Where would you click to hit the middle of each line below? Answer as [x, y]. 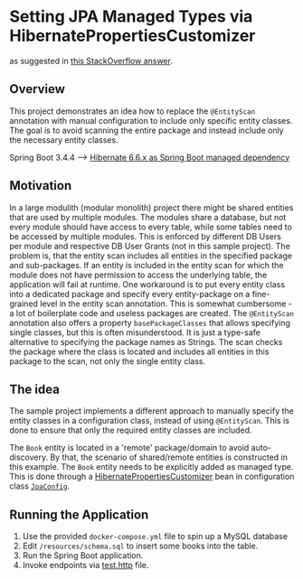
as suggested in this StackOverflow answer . [91, 61]
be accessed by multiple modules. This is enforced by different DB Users [146, 236]
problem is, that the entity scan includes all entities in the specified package [151, 256]
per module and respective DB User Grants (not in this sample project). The [150, 246]
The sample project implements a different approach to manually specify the [151, 411]
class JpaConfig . [40, 486]
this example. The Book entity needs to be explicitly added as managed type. [151, 467]
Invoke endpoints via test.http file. [85, 565]
